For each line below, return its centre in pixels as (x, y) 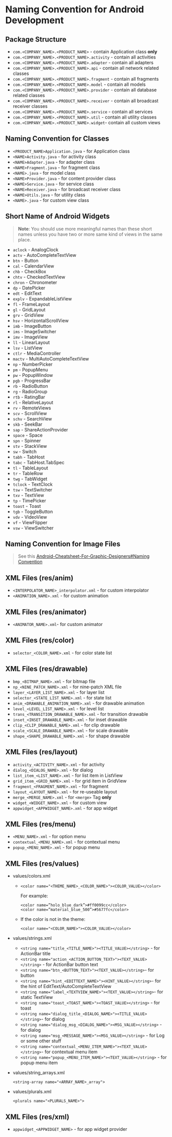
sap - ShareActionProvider (40, 429)
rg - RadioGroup (30, 391)
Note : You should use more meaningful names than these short (85, 229)
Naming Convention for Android (75, 10)
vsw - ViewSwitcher (33, 528)
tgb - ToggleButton (33, 511)
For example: (34, 896)
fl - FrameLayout (31, 304)
